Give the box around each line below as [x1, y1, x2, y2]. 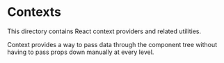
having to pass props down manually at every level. [7, 48, 154, 56]
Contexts [7, 4, 61, 20]
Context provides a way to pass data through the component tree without [7, 40, 218, 48]
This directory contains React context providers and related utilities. [7, 27, 202, 35]
